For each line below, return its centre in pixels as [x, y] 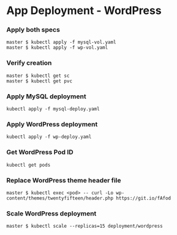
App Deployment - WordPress [84, 11]
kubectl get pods [28, 165]
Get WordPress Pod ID [40, 152]
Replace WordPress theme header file [64, 180]
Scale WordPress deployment [51, 213]
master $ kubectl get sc [38, 76]
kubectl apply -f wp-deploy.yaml [49, 137]
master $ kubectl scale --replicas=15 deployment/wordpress [85, 226]
